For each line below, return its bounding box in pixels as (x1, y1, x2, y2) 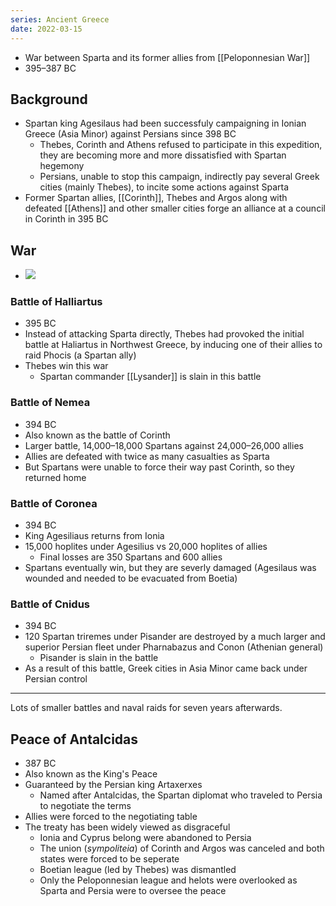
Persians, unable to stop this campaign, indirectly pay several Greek (39, 171, 320, 183)
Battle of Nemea (10, 396, 91, 410)
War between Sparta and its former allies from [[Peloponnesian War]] (24, 51, 311, 63)
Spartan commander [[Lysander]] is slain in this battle (39, 371, 262, 383)
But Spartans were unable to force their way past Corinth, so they (24, 461, 295, 473)
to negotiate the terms (39, 800, 132, 812)
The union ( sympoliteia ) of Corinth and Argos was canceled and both (39, 842, 325, 855)
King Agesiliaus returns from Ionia (24, 530, 165, 542)
